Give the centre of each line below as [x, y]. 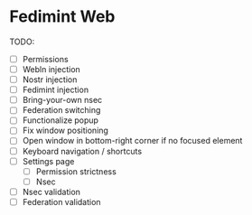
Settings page [48, 161]
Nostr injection [50, 79]
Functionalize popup [61, 120]
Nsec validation [51, 192]
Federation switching [61, 110]
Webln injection [51, 69]
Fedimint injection [55, 90]
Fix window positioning [65, 131]
